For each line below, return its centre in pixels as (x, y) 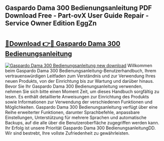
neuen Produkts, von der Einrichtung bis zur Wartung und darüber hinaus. (80, 81)
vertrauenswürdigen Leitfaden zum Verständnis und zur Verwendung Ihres (80, 76)
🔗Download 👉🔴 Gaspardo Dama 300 (63, 44)
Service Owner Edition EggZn (51, 23)
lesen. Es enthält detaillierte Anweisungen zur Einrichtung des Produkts (77, 97)
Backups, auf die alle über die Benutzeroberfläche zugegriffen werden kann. (82, 123)
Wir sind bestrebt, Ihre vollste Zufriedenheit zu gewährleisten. (67, 133)
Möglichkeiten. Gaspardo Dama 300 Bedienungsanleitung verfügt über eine (81, 107)
